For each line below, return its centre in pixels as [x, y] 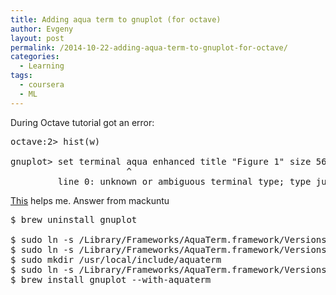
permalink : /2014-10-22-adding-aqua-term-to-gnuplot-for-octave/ [149, 47]
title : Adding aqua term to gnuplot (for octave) [116, 19]
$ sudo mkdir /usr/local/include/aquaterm [116, 259]
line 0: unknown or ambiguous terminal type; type [184, 181]
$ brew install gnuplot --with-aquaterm [111, 279]
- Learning [42, 66]
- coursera [42, 85]
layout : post [37, 38]
